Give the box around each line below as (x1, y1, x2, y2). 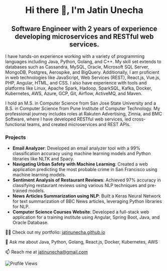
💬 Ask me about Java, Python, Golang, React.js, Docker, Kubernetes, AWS (5, 239, 158, 245)
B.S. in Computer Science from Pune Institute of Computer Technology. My (5, 105, 160, 111)
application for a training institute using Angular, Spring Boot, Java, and (12, 214, 160, 220)
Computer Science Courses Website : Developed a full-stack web (12, 209, 149, 215)
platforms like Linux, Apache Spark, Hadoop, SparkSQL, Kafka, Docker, (5, 85, 152, 91)
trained (12, 187, 28, 194)
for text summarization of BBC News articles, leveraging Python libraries (12, 198, 162, 204)
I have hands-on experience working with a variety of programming (5, 53, 144, 59)
